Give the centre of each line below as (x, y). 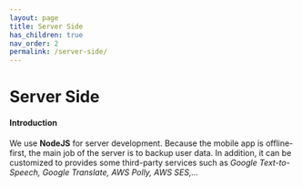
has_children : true (46, 35)
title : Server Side (46, 26)
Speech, (25, 172)
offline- (279, 143)
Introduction (33, 122)
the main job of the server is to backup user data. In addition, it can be (160, 152)
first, (18, 152)
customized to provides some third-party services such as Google (133, 162)
